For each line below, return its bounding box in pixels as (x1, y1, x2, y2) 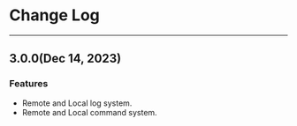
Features (9, 78, 49, 90)
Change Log (9, 5, 100, 26)
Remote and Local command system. (21, 107, 157, 117)
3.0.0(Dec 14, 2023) (9, 51, 122, 66)
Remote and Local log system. (21, 98, 133, 108)
